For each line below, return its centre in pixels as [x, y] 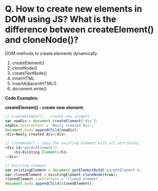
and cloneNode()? [42, 40]
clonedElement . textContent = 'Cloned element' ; [54, 179]
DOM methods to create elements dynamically [51, 53]
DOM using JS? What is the [61, 19]
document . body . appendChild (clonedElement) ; [50, 184]
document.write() [29, 88]
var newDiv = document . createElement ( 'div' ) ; [51, 121]
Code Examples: [22, 98]
